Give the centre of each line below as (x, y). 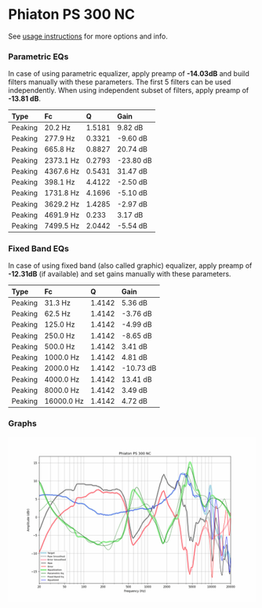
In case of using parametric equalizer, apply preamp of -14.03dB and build (129, 74)
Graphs (22, 423)
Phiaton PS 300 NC (72, 15)
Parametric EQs (38, 57)
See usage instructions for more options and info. (88, 36)
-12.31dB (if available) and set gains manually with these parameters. (120, 274)
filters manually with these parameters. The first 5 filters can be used (120, 82)
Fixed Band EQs (38, 248)
